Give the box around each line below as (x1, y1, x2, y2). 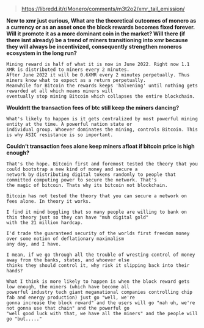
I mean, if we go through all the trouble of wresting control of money (6, 252, 195, 258)
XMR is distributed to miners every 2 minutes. (6, 67, 130, 73)
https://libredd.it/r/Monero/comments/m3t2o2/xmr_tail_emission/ (21, 5, 185, 12)
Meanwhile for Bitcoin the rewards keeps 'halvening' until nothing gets (6, 82, 199, 89)
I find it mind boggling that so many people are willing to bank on (6, 209, 188, 215)
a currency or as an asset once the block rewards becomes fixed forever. (6, 24, 195, 31)
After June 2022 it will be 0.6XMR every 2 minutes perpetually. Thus (6, 72, 190, 78)
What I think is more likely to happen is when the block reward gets (6, 279, 190, 285)
